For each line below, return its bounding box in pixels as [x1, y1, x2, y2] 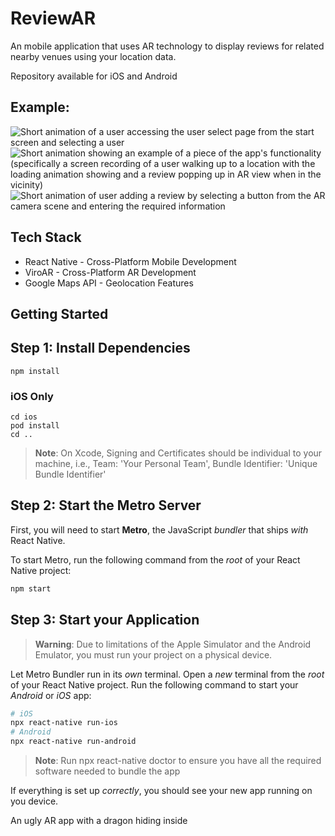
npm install [10, 366, 60, 376]
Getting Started [10, 305, 109, 322]
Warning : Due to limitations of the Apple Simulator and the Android [34, 638, 312, 650]
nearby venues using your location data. [10, 50, 177, 62]
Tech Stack [10, 229, 82, 246]
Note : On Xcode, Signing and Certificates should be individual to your [34, 447, 323, 459]
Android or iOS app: [10, 689, 92, 701]
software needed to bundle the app [34, 765, 181, 777]
